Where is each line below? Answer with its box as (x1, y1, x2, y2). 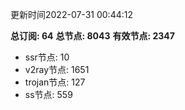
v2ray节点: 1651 (24, 64, 90, 75)
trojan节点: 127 (24, 76, 86, 88)
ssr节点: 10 (24, 51, 70, 63)
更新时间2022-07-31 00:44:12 (10, 9, 133, 20)
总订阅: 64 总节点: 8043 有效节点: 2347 (10, 30, 175, 42)
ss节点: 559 (24, 89, 73, 100)
